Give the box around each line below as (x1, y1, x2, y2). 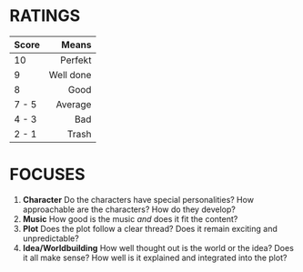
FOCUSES (9, 165, 86, 185)
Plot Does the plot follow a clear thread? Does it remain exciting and (22, 223, 278, 234)
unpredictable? (22, 233, 79, 244)
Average (56, 97, 92, 110)
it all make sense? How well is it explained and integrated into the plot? (22, 252, 288, 263)
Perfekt (60, 54, 92, 66)
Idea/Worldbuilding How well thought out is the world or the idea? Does (22, 242, 294, 253)
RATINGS (9, 5, 81, 26)
